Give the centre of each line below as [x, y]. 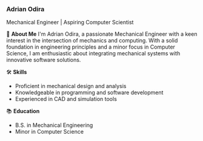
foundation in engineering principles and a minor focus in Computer [91, 47]
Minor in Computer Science [49, 132]
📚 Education [23, 111]
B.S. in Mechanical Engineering [54, 125]
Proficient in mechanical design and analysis [71, 86]
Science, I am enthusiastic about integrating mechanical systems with [93, 53]
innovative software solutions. [44, 60]
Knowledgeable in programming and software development [89, 92]
